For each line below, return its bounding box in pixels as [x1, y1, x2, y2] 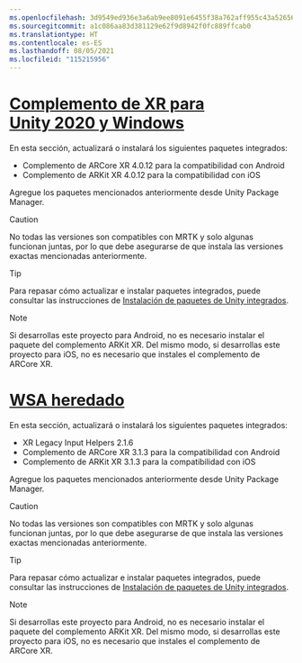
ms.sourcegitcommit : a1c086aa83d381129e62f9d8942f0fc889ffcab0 [9, 22, 252, 31]
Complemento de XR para [9, 94, 205, 114]
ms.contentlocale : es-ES [9, 38, 102, 48]
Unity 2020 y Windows [9, 113, 185, 133]
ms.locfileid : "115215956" [9, 55, 111, 64]
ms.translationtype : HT [9, 30, 99, 39]
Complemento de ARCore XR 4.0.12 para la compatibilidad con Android [22, 159, 285, 171]
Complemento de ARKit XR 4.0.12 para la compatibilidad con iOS [22, 169, 261, 180]
